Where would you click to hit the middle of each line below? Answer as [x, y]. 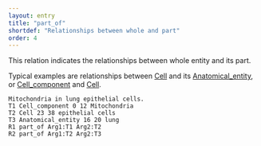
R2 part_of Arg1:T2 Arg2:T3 [55, 134]
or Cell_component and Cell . [55, 85]
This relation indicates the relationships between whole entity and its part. [130, 61]
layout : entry [32, 16]
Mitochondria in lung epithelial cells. [77, 99]
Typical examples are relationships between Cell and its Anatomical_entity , [131, 76]
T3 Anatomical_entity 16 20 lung [64, 120]
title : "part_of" [37, 23]
